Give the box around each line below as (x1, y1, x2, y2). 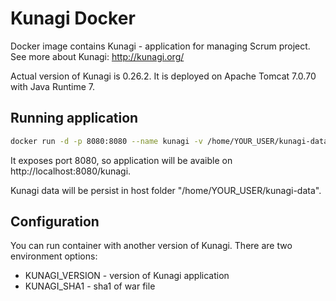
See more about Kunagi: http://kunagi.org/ (10, 50, 185, 62)
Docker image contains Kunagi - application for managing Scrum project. (10, 40, 311, 52)
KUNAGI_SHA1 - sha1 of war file (24, 280, 156, 292)
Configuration (10, 213, 100, 231)
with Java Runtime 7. (10, 80, 95, 92)
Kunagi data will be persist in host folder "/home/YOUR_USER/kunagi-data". (10, 184, 322, 196)
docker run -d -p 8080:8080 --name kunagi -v (10, 136, 203, 146)
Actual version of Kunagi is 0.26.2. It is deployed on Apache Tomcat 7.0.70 (10, 70, 317, 82)
